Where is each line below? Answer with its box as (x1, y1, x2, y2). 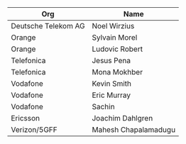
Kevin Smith (92, 79, 132, 88)
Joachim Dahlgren (92, 113, 153, 123)
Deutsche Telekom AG (11, 21, 85, 31)
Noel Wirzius (92, 21, 135, 31)
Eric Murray (92, 90, 131, 100)
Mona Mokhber (92, 67, 143, 77)
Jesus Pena (92, 56, 131, 65)
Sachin (92, 102, 115, 111)
